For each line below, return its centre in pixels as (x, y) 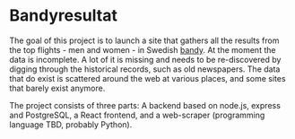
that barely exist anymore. (57, 88)
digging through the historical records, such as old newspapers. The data (145, 69)
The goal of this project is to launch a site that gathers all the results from (144, 40)
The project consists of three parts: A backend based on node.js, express (145, 105)
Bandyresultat (64, 16)
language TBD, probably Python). (71, 124)
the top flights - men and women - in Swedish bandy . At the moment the (143, 49)
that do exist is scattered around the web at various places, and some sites (147, 78)
